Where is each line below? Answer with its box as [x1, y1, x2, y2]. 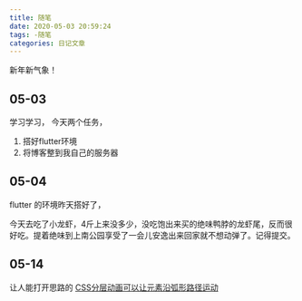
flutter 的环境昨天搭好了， [9, 199, 106, 209]
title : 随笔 [9, 13, 52, 23]
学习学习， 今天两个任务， [9, 117, 107, 128]
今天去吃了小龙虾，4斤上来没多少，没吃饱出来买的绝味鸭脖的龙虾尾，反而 [9, 218, 286, 229]
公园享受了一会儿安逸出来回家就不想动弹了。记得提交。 [88, 229, 296, 240]
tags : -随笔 [9, 30, 52, 39]
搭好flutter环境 [22, 136, 78, 147]
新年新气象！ [9, 64, 57, 75]
